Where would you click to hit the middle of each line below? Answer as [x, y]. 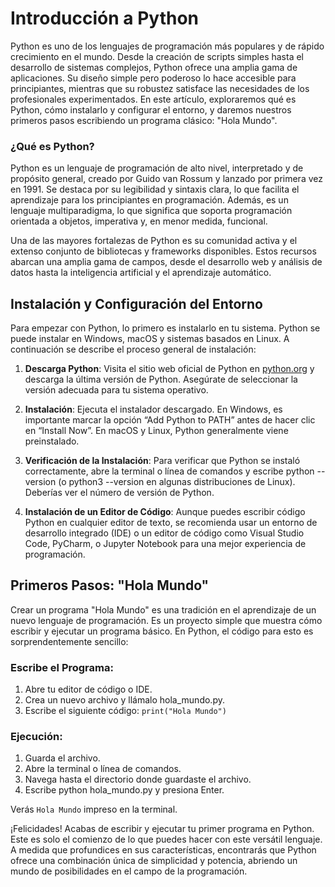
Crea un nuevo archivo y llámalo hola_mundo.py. [124, 700]
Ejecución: [36, 737]
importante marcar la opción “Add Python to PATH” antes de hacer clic [170, 420]
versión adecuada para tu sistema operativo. [116, 390]
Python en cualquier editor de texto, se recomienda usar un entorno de [171, 523]
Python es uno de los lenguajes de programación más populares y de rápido [167, 46]
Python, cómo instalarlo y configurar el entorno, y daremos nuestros [151, 109]
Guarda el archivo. [62, 758]
